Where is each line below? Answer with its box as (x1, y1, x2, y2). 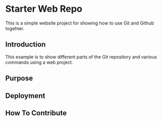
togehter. (5, 25, 25, 31)
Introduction (5, 40, 46, 49)
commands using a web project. (5, 59, 73, 65)
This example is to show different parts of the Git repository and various (5, 54, 157, 60)
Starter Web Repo (5, 3, 83, 15)
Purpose (5, 74, 33, 83)
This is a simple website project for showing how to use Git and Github (5, 20, 154, 26)
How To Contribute (5, 108, 67, 117)
